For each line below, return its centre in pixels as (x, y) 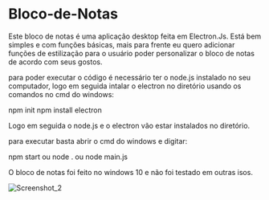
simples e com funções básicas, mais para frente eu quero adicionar (122, 44)
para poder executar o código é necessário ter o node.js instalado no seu (130, 77)
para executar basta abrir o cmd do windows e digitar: (98, 141)
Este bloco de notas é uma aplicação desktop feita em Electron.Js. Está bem (135, 36)
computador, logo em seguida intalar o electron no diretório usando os (125, 86)
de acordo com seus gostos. (55, 62)
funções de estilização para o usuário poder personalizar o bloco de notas (132, 53)
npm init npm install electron (55, 110)
